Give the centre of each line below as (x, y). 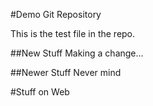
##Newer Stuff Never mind (66, 72)
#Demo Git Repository (56, 14)
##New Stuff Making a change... (77, 53)
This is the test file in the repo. (73, 33)
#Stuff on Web (40, 92)
